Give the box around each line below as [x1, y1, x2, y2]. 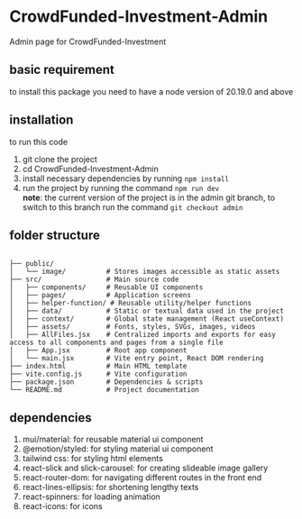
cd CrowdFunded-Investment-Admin [22, 163, 160, 174]
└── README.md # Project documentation [9, 386, 200, 395]
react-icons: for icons [22, 501, 103, 512]
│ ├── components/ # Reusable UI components [9, 283, 204, 292]
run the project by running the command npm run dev [22, 182, 220, 193]
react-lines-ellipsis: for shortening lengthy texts [22, 482, 199, 493]
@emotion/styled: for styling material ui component [22, 443, 214, 454]
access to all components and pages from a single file [9, 338, 224, 348]
